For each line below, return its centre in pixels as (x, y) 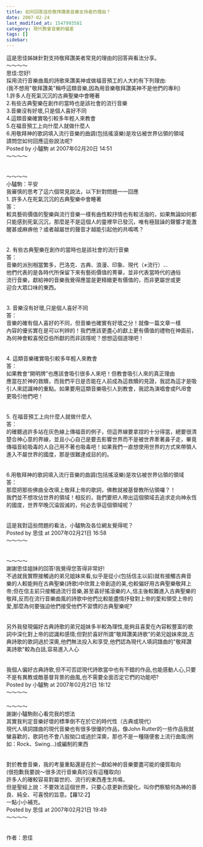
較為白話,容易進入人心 (52, 649)
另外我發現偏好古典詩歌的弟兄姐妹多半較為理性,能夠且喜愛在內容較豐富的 (97, 626)
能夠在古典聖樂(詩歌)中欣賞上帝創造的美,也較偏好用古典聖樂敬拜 (107, 583)
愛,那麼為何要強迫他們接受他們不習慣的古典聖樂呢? (69, 606)
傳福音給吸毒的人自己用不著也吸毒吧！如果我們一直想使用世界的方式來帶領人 (101, 447)
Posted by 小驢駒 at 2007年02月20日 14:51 (59, 148)
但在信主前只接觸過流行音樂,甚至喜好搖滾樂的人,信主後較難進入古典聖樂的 (105, 591)
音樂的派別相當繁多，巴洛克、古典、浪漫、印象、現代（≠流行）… (87, 265)
